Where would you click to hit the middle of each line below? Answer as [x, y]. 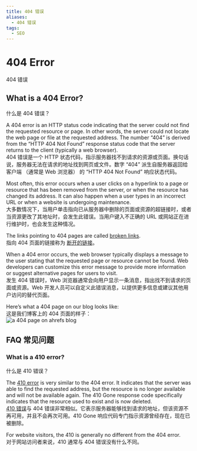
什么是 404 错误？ [28, 113]
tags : [13, 28]
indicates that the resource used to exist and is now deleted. [79, 401]
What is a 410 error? [35, 358]
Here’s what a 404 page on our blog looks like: [63, 306]
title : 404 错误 [25, 11]
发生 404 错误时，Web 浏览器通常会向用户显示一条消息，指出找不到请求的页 [98, 280]
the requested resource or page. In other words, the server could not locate [98, 131]
